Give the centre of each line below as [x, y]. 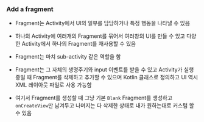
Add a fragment [30, 9]
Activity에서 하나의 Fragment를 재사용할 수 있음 [79, 44]
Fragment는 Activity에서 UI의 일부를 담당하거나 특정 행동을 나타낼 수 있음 [103, 23]
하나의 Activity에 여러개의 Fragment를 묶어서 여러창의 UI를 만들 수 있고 [100, 36]
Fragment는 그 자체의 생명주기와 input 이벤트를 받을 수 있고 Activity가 [99, 70]
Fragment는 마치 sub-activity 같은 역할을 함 [68, 57]
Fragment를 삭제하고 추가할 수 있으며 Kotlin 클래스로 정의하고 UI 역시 [116, 77]
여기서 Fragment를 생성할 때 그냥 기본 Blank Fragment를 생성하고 [93, 98]
